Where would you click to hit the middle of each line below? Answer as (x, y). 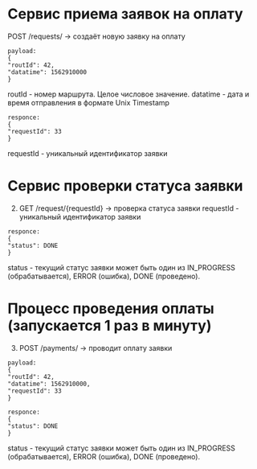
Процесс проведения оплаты (111, 309)
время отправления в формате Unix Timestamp (89, 102)
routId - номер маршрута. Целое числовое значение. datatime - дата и (128, 94)
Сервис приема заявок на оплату (125, 14)
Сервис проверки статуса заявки (125, 186)
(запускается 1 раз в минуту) (110, 326)
